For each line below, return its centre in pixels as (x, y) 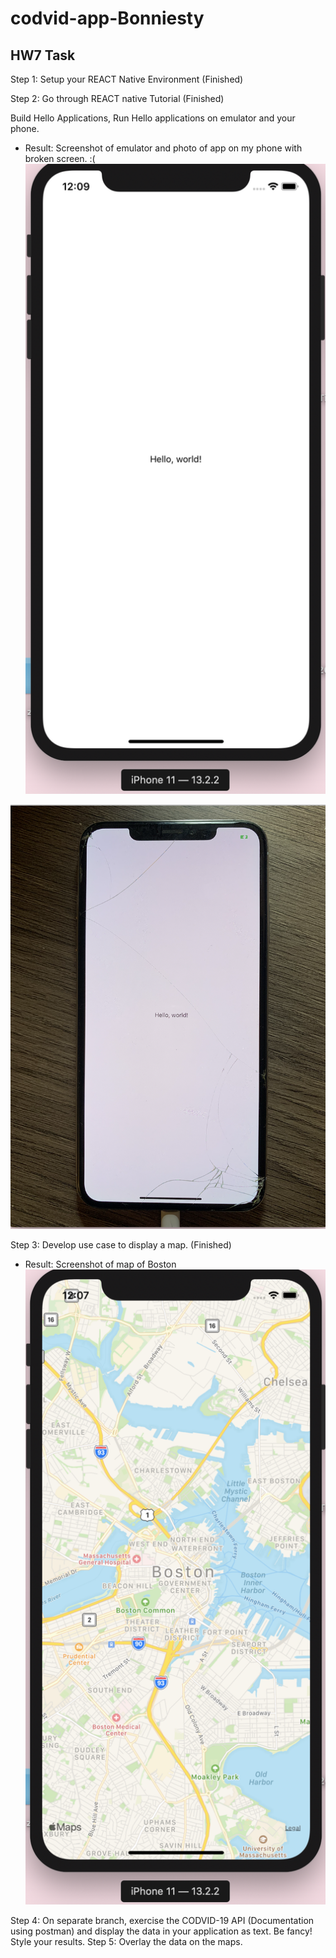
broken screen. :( (60, 158)
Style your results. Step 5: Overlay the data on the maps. (126, 1941)
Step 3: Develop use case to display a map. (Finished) (121, 1244)
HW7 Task (43, 55)
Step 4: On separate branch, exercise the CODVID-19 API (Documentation (162, 1920)
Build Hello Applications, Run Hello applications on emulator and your (153, 118)
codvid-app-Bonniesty (107, 18)
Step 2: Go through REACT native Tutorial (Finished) (117, 98)
